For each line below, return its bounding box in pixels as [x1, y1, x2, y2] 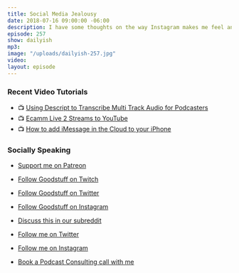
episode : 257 [7, 30, 46, 38]
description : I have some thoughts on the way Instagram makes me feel [7, 23, 224, 31]
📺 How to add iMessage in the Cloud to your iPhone [17, 124, 171, 133]
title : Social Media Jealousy [7, 10, 97, 18]
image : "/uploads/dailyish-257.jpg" [7, 50, 116, 58]
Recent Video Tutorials [7, 87, 88, 97]
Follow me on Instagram [17, 244, 89, 252]
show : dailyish [7, 37, 53, 44]
